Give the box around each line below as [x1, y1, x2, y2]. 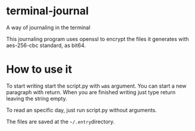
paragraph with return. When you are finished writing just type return [6, 88, 176, 96]
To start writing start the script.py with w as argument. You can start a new [6, 82, 187, 89]
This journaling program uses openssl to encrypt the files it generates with [6, 35, 189, 42]
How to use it [6, 63, 73, 76]
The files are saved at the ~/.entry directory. [6, 118, 115, 125]
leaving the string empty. [6, 95, 67, 102]
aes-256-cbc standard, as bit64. [6, 42, 86, 49]
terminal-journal [6, 4, 89, 18]
